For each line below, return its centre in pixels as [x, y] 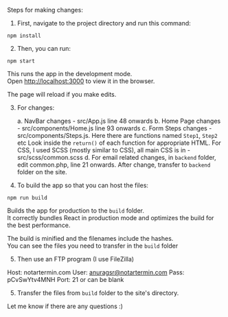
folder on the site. [42, 172]
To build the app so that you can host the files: [83, 185]
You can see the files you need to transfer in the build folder [93, 246]
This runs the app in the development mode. [70, 74]
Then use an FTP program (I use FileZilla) [76, 259]
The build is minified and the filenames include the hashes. [90, 238]
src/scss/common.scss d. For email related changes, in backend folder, [116, 157]
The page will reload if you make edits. [62, 94]
